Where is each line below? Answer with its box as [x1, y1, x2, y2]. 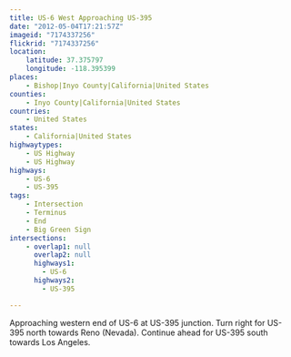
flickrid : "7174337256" [9, 38, 100, 48]
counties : [9, 89, 47, 98]
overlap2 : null [33, 250, 92, 260]
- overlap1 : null [25, 242, 92, 251]
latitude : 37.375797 [25, 56, 104, 65]
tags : [9, 191, 30, 200]
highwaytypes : [9, 140, 64, 149]
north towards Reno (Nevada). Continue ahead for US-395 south [25, 327, 268, 338]
